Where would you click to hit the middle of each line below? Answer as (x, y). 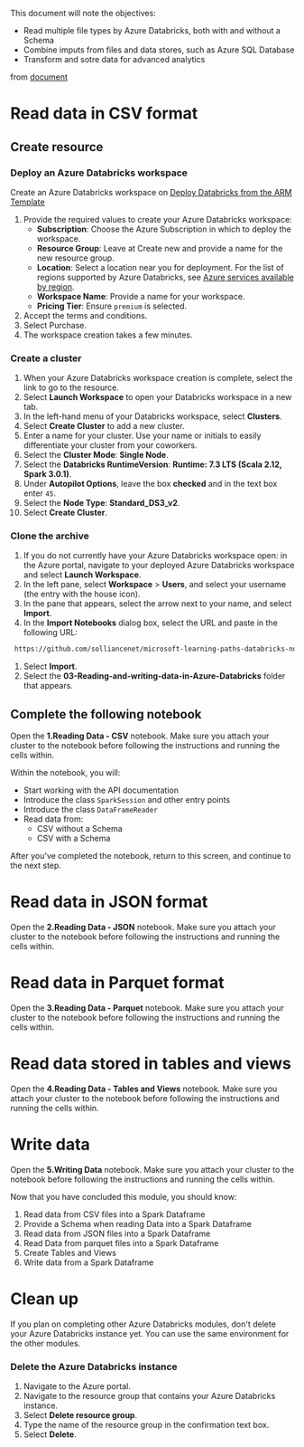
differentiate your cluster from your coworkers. (110, 445)
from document (39, 77)
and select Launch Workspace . (82, 575)
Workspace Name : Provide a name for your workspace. (141, 296)
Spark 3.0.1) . (47, 474)
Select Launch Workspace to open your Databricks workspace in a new (157, 397)
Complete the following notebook (106, 714)
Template (28, 202)
